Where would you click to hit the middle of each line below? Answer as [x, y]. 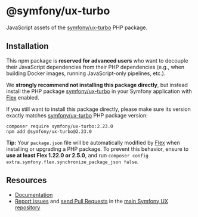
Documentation [34, 194]
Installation [27, 46]
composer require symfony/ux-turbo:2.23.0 [60, 126]
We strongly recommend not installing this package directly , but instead [97, 85]
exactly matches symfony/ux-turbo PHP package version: [77, 115]
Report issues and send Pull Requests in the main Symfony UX [92, 201]
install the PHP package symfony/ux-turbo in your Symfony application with [99, 91]
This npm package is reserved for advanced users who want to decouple [97, 60]
